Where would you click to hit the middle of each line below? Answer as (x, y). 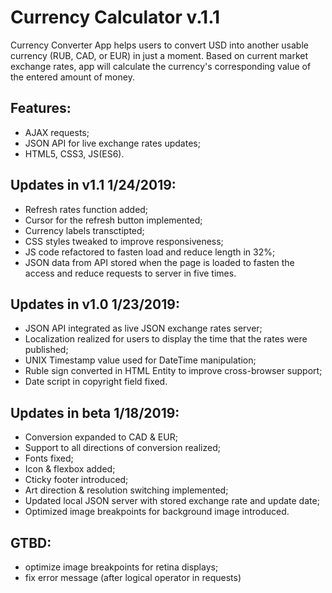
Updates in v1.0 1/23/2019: (95, 304)
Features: (41, 108)
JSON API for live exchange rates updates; (112, 143)
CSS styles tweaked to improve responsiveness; (124, 241)
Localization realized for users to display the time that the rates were (166, 339)
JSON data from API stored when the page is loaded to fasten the (159, 262)
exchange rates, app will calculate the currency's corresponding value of (161, 66)
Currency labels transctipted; (84, 230)
